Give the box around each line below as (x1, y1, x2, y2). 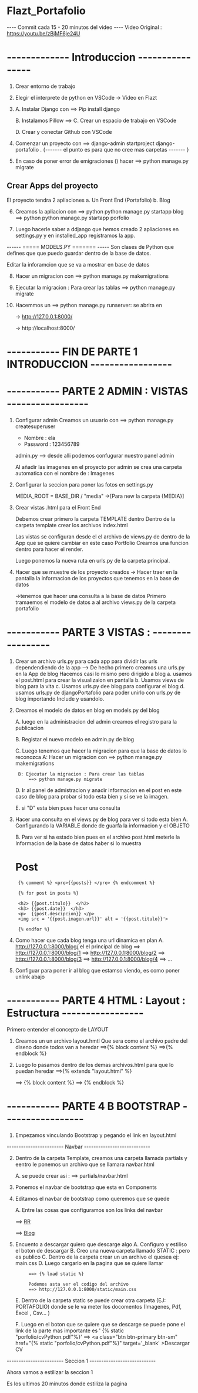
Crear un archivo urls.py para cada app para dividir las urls (15, 658, 158, 665)
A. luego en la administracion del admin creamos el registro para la (15, 718, 177, 725)
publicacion (15, 724, 44, 731)
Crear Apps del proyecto (6, 181, 99, 191)
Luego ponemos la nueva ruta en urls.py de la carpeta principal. (15, 557, 170, 564)
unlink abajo (15, 973, 45, 980)
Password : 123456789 (24, 441, 80, 448)
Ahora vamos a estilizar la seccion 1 (6, 1368, 93, 1375)
